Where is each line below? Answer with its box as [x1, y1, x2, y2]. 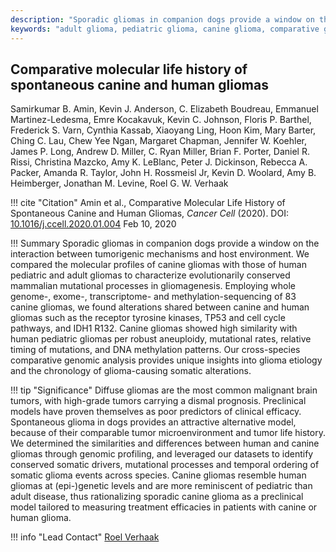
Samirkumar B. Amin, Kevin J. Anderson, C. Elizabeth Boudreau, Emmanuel [10, 103, 319, 115]
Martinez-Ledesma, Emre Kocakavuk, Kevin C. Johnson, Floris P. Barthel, [10, 114, 312, 126]
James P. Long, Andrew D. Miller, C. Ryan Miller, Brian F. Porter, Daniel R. [10, 146, 310, 158]
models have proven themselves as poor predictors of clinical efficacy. [10, 406, 302, 418]
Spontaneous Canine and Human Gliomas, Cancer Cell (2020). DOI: [10, 207, 289, 220]
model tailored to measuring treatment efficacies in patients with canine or [10, 501, 318, 513]
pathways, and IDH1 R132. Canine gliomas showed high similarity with [10, 322, 298, 335]
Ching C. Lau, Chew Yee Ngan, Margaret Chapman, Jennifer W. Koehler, [10, 135, 307, 147]
